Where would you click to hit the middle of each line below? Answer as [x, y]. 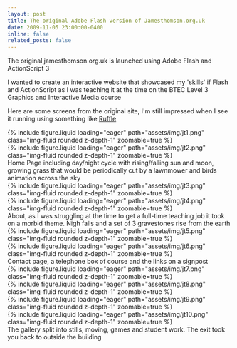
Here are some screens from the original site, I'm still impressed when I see [118, 111]
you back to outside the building [54, 337]
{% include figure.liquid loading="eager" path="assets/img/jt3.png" [107, 185]
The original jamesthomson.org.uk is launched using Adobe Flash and [110, 61]
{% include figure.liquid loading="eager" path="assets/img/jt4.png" [107, 201]
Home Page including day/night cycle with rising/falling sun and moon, [111, 163]
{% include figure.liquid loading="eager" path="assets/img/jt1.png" [106, 133]
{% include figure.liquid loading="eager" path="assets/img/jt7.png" [106, 269]
